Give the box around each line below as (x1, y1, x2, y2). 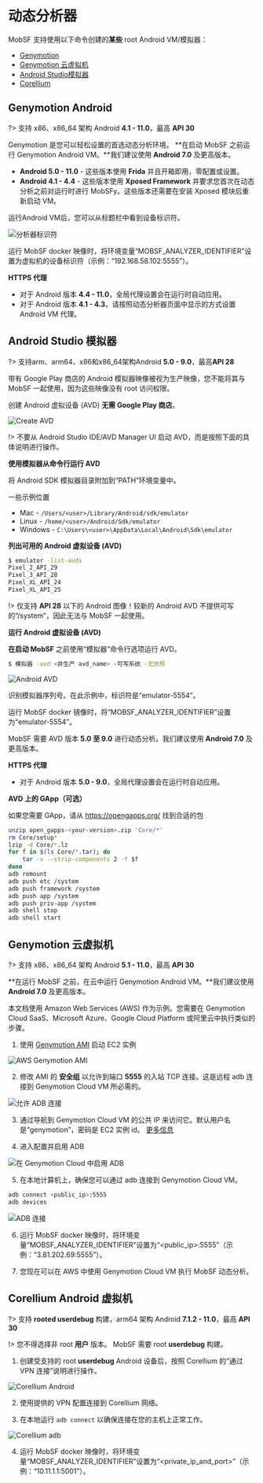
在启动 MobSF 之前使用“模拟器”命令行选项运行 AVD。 (8, 644, 181, 653)
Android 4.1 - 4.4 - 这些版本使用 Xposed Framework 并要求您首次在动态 (19, 176, 255, 186)
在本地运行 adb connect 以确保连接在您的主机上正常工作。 (19, 1415, 207, 1424)
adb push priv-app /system (8, 899, 97, 908)
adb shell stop (8, 907, 58, 915)
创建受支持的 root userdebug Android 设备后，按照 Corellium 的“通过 (19, 1355, 243, 1366)
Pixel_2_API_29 (8, 564, 58, 571)
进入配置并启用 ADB (19, 1142, 85, 1151)
